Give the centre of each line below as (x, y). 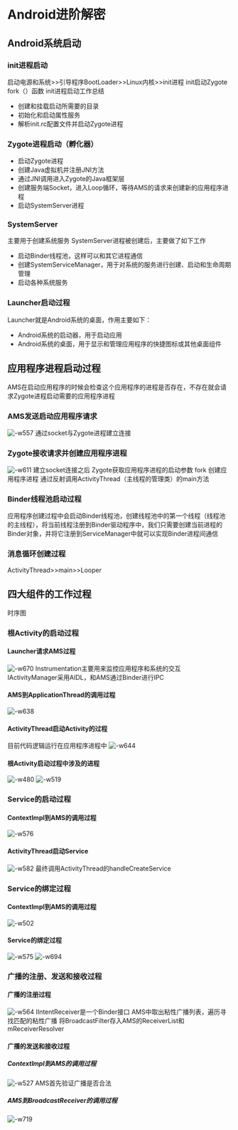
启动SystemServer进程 (51, 206)
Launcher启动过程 (39, 303)
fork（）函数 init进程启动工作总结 (56, 90)
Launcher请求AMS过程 (42, 651)
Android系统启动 (44, 43)
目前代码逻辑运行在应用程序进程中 (57, 746)
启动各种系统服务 (43, 283)
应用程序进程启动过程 (54, 369)
